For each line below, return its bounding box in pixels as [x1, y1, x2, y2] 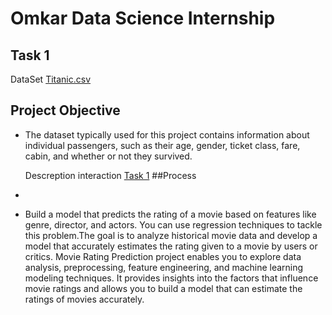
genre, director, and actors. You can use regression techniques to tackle [24, 218, 323, 231]
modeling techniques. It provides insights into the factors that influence [24, 272, 319, 284]
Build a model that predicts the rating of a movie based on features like [24, 208, 317, 220]
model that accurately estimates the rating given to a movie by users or [24, 240, 318, 252]
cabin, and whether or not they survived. [24, 150, 193, 162]
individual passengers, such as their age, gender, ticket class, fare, [24, 139, 301, 151]
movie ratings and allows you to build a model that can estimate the [24, 282, 303, 294]
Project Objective [10, 102, 121, 119]
